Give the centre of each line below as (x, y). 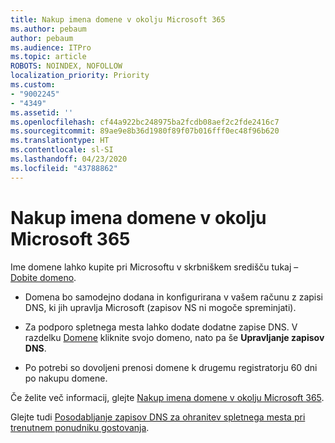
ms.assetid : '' (42, 112)
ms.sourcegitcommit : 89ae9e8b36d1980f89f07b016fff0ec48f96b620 (145, 131)
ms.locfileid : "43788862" (64, 168)
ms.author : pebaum (48, 29)
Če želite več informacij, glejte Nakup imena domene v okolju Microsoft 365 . (167, 397)
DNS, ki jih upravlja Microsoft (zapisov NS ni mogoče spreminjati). (160, 307)
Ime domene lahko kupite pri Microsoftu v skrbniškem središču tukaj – (154, 267)
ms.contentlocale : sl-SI (62, 150)
